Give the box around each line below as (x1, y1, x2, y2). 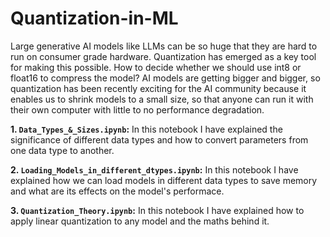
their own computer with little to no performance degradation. (10, 103, 265, 116)
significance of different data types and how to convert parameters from (10, 133, 309, 146)
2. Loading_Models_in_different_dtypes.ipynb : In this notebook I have (10, 163, 299, 176)
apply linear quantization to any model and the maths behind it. (10, 215, 270, 227)
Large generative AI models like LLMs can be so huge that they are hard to (10, 40, 318, 52)
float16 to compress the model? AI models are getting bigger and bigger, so (10, 72, 321, 84)
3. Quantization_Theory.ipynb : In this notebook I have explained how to (10, 204, 305, 216)
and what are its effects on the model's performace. (10, 185, 225, 197)
